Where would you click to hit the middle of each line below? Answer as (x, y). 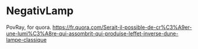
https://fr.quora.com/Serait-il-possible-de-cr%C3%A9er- (122, 27)
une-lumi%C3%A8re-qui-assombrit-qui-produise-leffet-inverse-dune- (92, 33)
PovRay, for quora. (29, 27)
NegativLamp (40, 11)
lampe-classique (27, 40)
